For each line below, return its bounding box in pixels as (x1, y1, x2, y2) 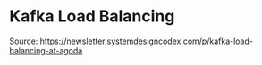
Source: (9, 36, 38, 46)
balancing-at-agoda (9, 45, 83, 55)
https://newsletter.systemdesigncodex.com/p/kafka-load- (39, 36, 253, 46)
